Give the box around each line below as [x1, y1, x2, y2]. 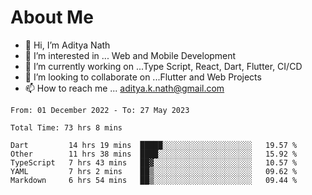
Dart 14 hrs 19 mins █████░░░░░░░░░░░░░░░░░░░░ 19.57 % [10, 140, 298, 150]
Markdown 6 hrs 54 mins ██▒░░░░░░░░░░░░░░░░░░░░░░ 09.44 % [10, 175, 298, 185]
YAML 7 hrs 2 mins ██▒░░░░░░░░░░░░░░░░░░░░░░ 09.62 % [10, 166, 298, 176]
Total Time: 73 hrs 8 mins [10, 122, 123, 133]
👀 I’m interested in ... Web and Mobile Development [24, 49, 237, 61]
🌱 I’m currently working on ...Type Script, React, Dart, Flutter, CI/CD [24, 60, 303, 72]
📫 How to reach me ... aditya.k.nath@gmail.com [24, 82, 225, 94]
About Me [10, 6, 94, 29]
